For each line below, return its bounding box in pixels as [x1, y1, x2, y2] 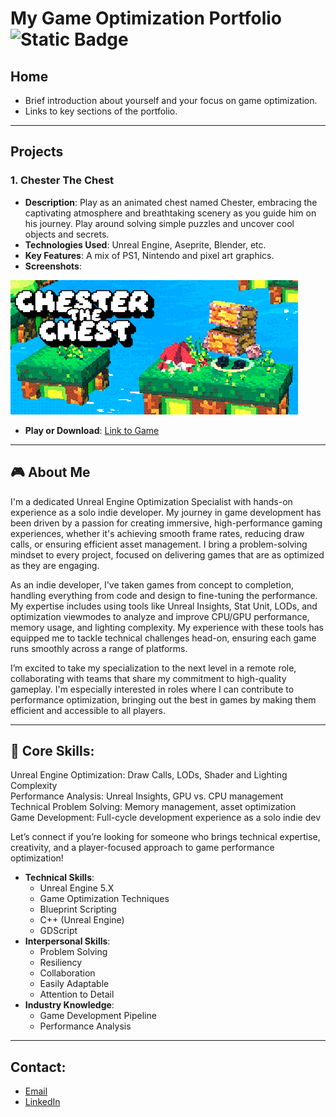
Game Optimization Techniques [39, 893, 170, 905]
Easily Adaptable [39, 978, 110, 990]
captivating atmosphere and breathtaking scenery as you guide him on [24, 207, 317, 219]
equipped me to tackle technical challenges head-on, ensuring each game [10, 632, 317, 644]
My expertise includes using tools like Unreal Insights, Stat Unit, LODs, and [10, 600, 318, 612]
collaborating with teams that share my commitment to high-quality [10, 672, 287, 684]
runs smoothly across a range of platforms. [10, 642, 188, 654]
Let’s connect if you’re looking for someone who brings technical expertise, [10, 831, 321, 843]
